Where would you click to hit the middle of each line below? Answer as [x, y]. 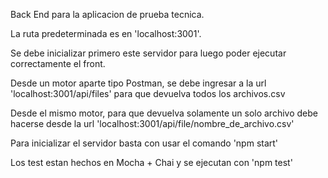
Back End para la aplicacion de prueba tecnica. [107, 14]
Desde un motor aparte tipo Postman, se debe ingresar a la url [138, 83]
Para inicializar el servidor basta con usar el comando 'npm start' [144, 143]
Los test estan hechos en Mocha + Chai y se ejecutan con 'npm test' [151, 162]
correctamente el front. [58, 63]
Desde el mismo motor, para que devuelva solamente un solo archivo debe [164, 113]
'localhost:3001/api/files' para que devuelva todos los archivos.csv [148, 93]
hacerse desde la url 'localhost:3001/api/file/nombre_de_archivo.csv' [152, 123]
